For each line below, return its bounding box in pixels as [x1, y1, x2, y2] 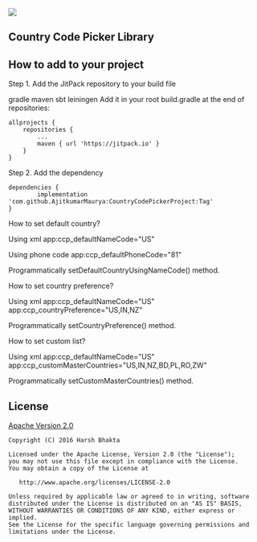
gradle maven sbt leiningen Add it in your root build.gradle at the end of [8, 95, 245, 105]
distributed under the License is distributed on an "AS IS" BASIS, [8, 499, 243, 508]
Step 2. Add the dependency [8, 168, 104, 178]
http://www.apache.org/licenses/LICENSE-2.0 [18, 478, 171, 487]
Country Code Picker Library [8, 31, 155, 44]
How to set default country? [8, 219, 100, 228]
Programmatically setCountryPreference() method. [8, 321, 177, 331]
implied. [8, 514, 38, 522]
